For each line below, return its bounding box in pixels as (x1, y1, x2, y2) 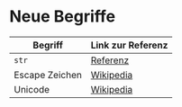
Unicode (14, 83, 50, 95)
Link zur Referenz (90, 39, 168, 51)
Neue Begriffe (9, 6, 115, 27)
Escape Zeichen (14, 68, 83, 81)
